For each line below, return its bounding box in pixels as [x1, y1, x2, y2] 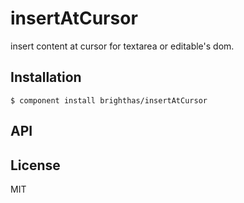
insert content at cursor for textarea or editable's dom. [10, 40, 235, 52]
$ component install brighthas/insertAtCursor [10, 95, 208, 106]
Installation [10, 69, 82, 86]
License [10, 157, 61, 174]
